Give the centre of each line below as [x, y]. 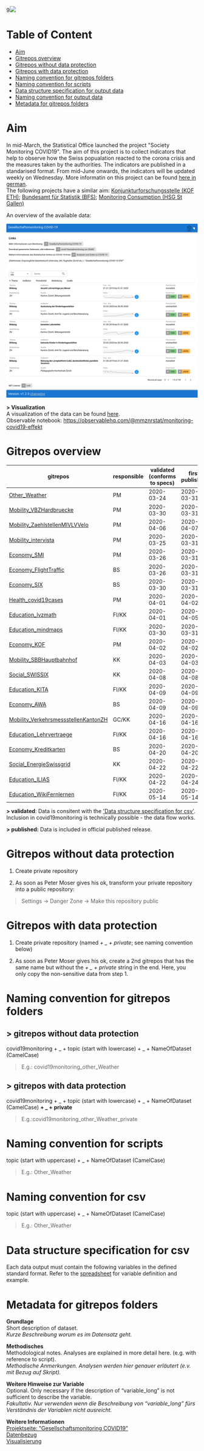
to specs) [162, 483]
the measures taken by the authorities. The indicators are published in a [96, 164]
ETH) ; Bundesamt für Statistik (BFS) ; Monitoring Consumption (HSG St [94, 197]
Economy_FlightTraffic [37, 570]
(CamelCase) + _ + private [39, 1107]
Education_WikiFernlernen [42, 794]
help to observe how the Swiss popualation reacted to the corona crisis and [101, 158]
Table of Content [49, 35]
